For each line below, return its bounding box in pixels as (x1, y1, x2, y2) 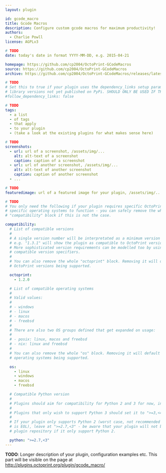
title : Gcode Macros (5, 21, 48, 26)
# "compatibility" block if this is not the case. (5, 213, 112, 218)
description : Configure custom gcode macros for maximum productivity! (5, 25, 156, 30)
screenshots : (5, 144, 32, 149)
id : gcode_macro (5, 16, 39, 21)
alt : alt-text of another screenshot (14, 167, 92, 172)
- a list (9, 112, 28, 117)
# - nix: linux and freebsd (9, 341, 68, 347)
